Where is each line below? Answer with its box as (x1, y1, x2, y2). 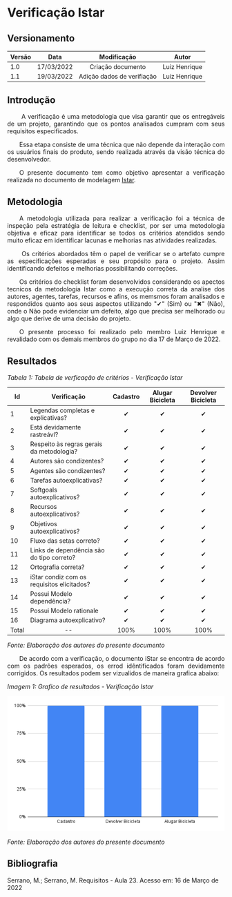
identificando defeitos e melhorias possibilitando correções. (7, 264, 178, 273)
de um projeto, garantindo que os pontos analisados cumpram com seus (7, 119, 225, 128)
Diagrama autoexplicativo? (30, 616, 106, 624)
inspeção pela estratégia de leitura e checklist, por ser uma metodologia (7, 222, 225, 230)
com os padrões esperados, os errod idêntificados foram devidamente (7, 662, 225, 671)
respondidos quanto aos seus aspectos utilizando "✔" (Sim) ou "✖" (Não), (7, 300, 225, 308)
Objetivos (30, 519, 57, 528)
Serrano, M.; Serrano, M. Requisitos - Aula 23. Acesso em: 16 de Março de (7, 876, 219, 885)
